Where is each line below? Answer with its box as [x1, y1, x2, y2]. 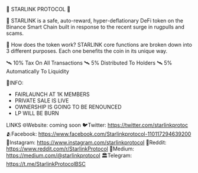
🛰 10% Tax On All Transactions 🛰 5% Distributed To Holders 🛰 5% [6, 59, 173, 66]
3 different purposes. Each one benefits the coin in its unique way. [6, 47, 168, 55]
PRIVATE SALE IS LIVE [14, 97, 69, 104]
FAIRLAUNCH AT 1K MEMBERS [14, 91, 90, 98]
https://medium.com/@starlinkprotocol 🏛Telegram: [6, 152, 132, 159]
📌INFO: [6, 79, 24, 86]
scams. [6, 30, 24, 37]
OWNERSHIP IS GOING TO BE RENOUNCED [14, 104, 122, 110]
